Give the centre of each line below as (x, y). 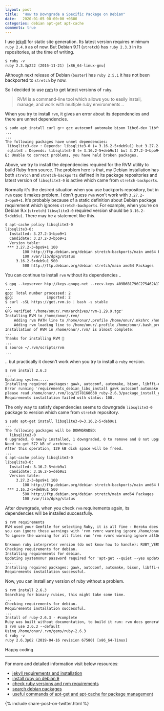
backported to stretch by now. (36, 80)
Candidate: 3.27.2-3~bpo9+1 (38, 238)
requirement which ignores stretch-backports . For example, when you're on (82, 205)
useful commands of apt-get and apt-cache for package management (82, 694)
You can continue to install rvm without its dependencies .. (63, 275)
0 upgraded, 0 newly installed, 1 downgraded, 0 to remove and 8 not (77, 439)
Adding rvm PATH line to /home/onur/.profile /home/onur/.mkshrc (82, 320)
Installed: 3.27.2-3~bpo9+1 (38, 234)
